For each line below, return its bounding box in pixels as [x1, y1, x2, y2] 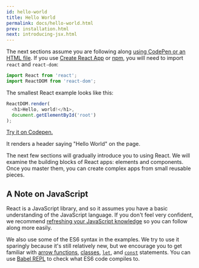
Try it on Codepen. [6, 128, 53, 136]
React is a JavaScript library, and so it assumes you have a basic [6, 205, 168, 212]
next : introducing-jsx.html [6, 31, 78, 38]
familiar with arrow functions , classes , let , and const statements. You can [6, 249, 191, 256]
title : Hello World [6, 15, 56, 21]
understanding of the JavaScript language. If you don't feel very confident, [6, 211, 194, 218]
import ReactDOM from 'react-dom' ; [6, 78, 96, 84]
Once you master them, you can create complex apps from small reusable [6, 165, 191, 172]
